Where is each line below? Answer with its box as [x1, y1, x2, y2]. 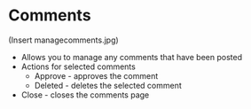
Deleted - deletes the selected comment [34, 80, 183, 90]
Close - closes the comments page [20, 90, 150, 100]
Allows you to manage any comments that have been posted [20, 51, 243, 62]
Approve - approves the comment [34, 70, 159, 81]
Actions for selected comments [20, 61, 137, 72]
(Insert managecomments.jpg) [8, 35, 119, 45]
